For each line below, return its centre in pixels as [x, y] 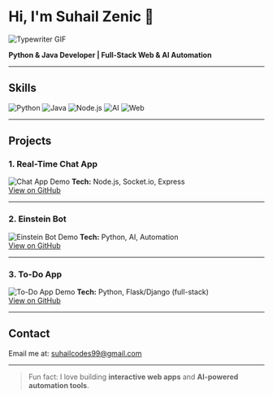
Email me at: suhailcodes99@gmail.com [75, 353]
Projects [30, 141]
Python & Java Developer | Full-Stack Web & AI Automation [110, 55]
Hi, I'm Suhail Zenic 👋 [81, 17]
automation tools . [58, 385]
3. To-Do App [35, 274]
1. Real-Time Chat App [53, 164]
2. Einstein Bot [37, 219]
